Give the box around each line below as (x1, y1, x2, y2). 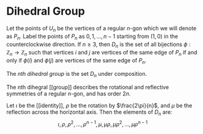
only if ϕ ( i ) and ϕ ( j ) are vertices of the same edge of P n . (6, 57, 147, 65)
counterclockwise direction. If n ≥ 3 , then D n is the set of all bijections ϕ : (6, 40, 191, 50)
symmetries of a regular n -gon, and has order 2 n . (6, 90, 131, 97)
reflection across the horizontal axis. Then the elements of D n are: (6, 108, 172, 117)
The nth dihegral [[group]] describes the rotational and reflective (6, 83, 169, 91)
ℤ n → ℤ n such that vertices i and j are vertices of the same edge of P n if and (6, 49, 197, 58)
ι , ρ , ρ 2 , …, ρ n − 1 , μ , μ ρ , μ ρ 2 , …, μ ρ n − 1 (57, 119, 148, 128)
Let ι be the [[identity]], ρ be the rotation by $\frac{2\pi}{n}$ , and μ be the (6, 102, 193, 109)
